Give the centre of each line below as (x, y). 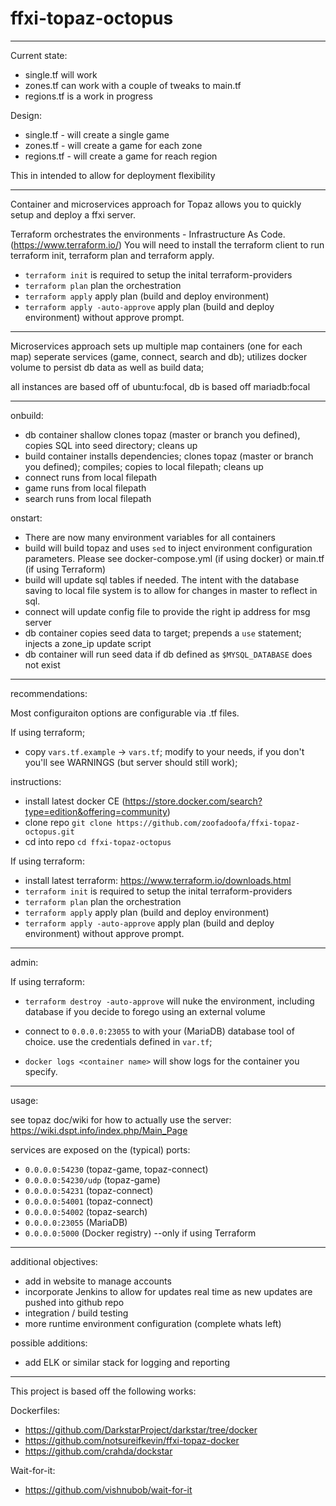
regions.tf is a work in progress (88, 96)
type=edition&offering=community (96, 811)
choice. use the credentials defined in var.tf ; (118, 1041)
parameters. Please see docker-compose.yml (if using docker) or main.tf (174, 558)
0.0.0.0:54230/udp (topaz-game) (92, 1179)
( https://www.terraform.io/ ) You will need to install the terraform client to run (167, 244)
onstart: (26, 518)
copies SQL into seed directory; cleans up (111, 445)
